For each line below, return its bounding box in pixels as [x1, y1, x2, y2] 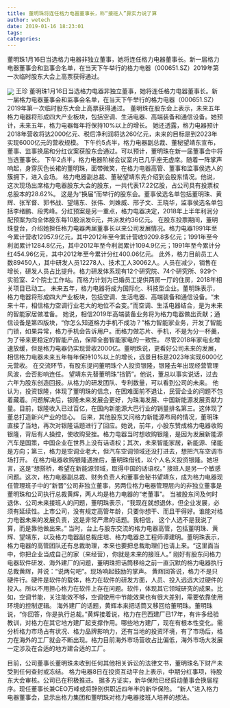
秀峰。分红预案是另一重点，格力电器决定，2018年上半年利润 [42, 207, 213, 215]
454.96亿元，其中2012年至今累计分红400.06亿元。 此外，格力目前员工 [12, 250, 214, 258]
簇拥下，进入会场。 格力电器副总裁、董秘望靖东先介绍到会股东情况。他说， [7, 173, 219, 181]
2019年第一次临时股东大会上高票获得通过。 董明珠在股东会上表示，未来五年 [7, 104, 220, 113]
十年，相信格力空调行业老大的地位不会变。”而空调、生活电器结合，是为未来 [12, 301, 223, 309]
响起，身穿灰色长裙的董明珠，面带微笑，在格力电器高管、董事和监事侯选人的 [7, 164, 223, 172]
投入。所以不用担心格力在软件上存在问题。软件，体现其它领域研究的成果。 [7, 585, 217, 593]
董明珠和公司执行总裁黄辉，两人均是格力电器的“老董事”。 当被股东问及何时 [7, 490, 218, 498]
